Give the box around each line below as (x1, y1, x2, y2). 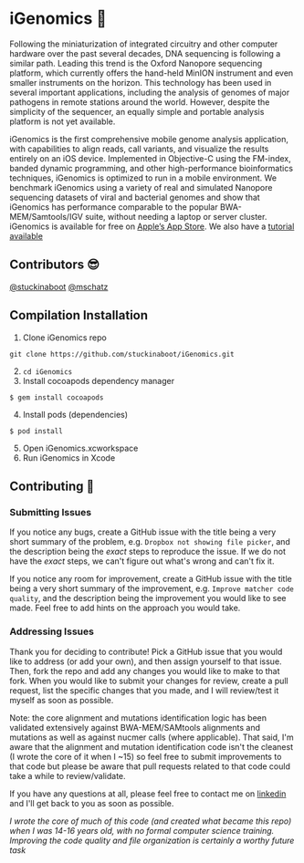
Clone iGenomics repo (22, 332, 107, 343)
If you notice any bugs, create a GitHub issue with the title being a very (9, 526, 277, 537)
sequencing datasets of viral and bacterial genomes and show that (9, 192, 260, 203)
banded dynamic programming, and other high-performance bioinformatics (9, 162, 294, 173)
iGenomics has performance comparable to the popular (9, 201, 218, 213)
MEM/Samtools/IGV (9, 211, 84, 222)
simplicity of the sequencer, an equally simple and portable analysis (9, 106, 265, 117)
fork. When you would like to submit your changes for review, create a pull (9, 675, 289, 686)
